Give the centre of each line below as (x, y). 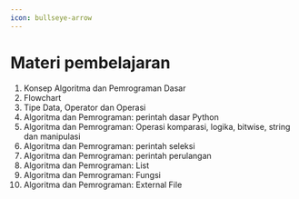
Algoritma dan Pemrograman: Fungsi (92, 174)
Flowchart (42, 97)
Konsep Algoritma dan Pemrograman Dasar (105, 88)
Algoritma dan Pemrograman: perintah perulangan (117, 155)
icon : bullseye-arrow (51, 18)
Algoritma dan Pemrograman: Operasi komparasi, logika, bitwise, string (157, 126)
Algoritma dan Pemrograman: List (86, 165)
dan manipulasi (52, 136)
